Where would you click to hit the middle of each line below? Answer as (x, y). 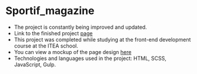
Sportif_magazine (50, 11)
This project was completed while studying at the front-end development (102, 39)
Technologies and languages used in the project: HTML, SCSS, (90, 58)
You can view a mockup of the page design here (73, 52)
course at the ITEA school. (46, 46)
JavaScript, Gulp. (35, 64)
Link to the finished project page (53, 33)
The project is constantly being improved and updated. (81, 27)
